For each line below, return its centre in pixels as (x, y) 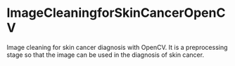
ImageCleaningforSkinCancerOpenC (116, 13)
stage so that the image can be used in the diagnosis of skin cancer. (106, 55)
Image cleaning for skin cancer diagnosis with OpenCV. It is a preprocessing (117, 47)
